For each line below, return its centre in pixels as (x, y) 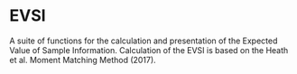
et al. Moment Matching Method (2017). (83, 60)
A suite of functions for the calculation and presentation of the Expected (144, 41)
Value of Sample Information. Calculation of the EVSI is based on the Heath (149, 50)
